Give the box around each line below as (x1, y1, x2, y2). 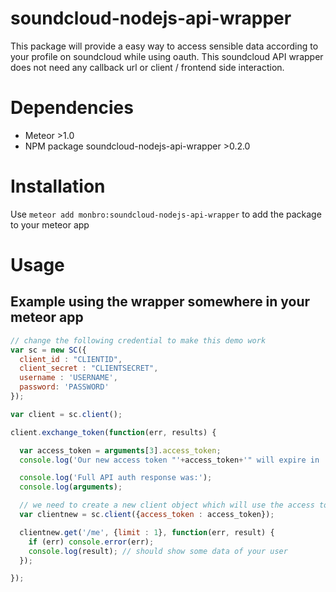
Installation (10, 175, 106, 198)
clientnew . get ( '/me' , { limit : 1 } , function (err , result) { (19, 527, 275, 537)
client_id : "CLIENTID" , (19, 354, 123, 364)
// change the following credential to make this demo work (10, 335, 267, 346)
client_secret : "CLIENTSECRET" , (19, 363, 159, 374)
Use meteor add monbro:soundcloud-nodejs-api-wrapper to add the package (10, 208, 322, 220)
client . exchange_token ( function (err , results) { (10, 427, 217, 437)
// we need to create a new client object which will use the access (19, 500, 315, 511)
